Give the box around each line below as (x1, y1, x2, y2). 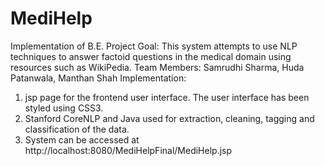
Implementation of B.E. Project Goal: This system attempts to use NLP (10, 40, 298, 52)
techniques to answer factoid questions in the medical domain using (10, 50, 292, 62)
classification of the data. (24, 123, 130, 135)
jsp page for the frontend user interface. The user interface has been (24, 91, 310, 103)
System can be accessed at (24, 133, 140, 146)
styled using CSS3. (24, 102, 104, 114)
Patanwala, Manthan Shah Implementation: (10, 72, 187, 84)
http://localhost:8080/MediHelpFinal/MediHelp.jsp (24, 144, 233, 156)
